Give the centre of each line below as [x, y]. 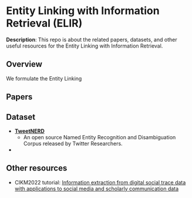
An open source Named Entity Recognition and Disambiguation [100, 137]
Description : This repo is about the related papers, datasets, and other [92, 39]
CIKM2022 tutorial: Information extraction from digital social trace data [100, 182]
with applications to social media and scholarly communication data [97, 189]
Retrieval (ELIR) [44, 23]
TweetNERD [30, 131]
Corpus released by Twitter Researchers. [73, 143]
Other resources [37, 168]
